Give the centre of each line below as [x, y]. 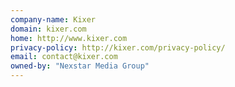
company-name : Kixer [53, 19]
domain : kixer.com [48, 29]
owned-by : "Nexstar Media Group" [80, 66]
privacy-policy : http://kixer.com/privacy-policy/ [118, 47]
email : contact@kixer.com [64, 57]
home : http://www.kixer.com [69, 38]
